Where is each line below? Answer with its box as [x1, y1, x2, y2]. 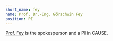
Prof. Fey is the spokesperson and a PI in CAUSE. [5, 30, 108, 36]
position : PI [5, 16, 33, 21]
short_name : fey [5, 7, 40, 12]
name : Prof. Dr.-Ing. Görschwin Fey [5, 12, 83, 17]
